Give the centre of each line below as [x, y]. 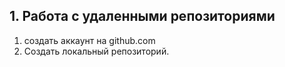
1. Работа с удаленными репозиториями [142, 16]
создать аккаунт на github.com [89, 40]
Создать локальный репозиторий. [96, 51]
